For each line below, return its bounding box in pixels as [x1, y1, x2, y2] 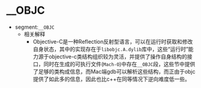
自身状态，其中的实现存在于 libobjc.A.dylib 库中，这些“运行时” [32, 45, 189, 53]
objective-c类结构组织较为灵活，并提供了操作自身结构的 [49, 53, 188, 60]
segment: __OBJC [14, 23, 55, 31]
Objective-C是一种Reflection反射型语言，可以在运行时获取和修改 [32, 38, 193, 45]
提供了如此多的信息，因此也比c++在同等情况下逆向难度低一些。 [32, 75, 190, 83]
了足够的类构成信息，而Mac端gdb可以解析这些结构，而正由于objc [32, 68, 196, 75]
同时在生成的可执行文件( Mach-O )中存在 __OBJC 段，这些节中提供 [43, 60, 196, 68]
